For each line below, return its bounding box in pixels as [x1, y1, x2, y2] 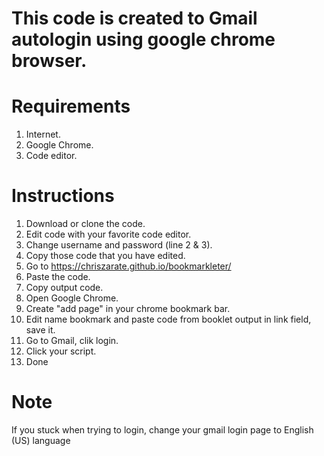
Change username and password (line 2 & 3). [25, 239, 213, 251]
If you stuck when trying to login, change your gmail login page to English [11, 424, 314, 436]
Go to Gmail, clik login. [25, 335, 119, 347]
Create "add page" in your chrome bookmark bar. [25, 303, 231, 315]
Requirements [11, 95, 131, 118]
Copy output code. [25, 282, 104, 294]
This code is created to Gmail [11, 7, 258, 30]
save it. [25, 324, 56, 336]
